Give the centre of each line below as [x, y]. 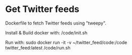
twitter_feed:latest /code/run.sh [38, 47]
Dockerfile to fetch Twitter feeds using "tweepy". [56, 23]
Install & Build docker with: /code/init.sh [46, 32]
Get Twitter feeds [42, 9]
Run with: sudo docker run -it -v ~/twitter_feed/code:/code [66, 42]
